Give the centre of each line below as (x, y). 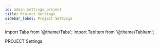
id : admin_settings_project (34, 9)
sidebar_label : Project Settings (39, 18)
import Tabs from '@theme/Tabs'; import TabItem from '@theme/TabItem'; (80, 32)
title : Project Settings (30, 14)
